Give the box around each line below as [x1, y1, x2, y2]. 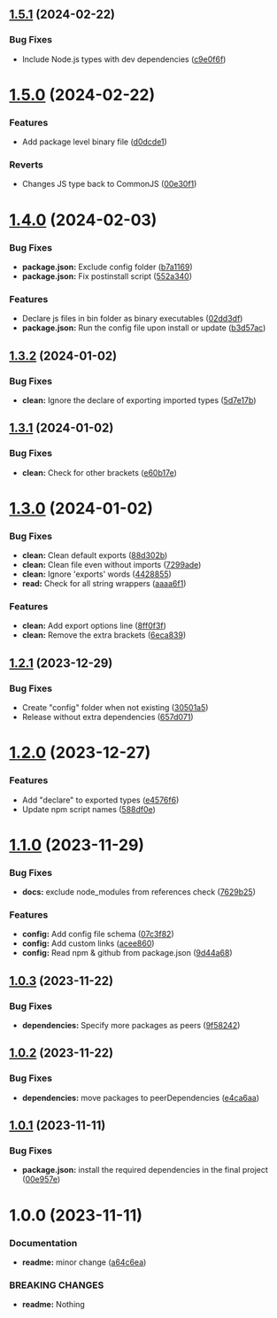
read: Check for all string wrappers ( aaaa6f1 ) [21, 578, 187, 589]
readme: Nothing [21, 1299, 86, 1310]
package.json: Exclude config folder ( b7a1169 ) [21, 261, 193, 272]
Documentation [9, 1237, 78, 1249]
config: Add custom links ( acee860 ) [21, 938, 155, 949]
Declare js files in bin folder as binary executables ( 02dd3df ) [21, 314, 243, 324]
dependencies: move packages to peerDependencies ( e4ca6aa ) [21, 1092, 259, 1103]
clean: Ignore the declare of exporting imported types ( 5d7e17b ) [21, 394, 257, 406]
